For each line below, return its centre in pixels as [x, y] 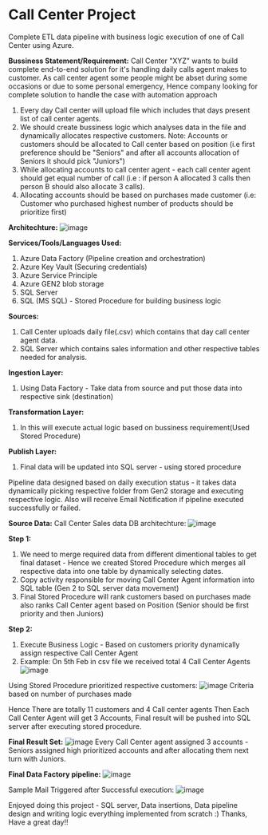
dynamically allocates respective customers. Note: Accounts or [124, 135]
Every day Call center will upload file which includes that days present [135, 110]
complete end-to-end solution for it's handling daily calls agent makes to [128, 69]
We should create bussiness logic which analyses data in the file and [133, 127]
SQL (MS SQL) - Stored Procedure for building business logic [120, 300]
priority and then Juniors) [61, 613]
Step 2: [21, 629]
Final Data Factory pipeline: [55, 774]
